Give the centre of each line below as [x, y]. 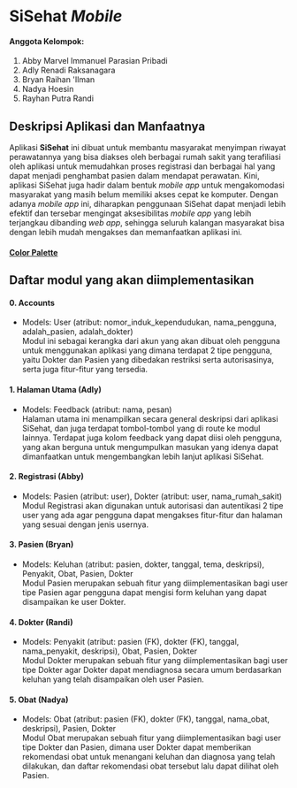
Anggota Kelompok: [47, 41]
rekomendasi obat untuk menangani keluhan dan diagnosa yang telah [148, 757]
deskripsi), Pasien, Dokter [69, 729]
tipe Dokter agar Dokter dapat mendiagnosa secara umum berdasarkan [152, 670]
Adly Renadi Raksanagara [69, 70]
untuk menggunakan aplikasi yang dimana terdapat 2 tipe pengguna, [147, 350]
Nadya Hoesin [48, 89]
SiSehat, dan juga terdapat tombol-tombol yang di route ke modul [141, 428]
